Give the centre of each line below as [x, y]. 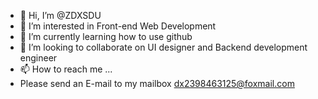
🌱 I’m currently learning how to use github [106, 36]
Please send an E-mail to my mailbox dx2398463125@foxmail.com [157, 83]
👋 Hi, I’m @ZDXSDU [60, 15]
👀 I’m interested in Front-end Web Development [118, 26]
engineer [38, 58]
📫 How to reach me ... [66, 69]
